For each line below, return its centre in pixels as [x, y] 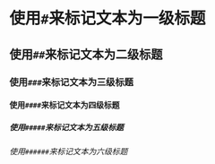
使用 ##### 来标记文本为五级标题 [66, 127]
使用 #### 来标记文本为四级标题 [64, 105]
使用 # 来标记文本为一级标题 [107, 18]
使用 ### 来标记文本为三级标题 [72, 82]
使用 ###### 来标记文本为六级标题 [69, 151]
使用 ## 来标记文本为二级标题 [86, 54]
